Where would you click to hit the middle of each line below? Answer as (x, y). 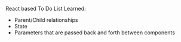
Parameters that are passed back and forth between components (95, 33)
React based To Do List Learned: (46, 9)
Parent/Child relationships (46, 20)
